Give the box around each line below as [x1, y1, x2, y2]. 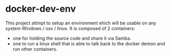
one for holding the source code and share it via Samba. [12, 35, 132, 41]
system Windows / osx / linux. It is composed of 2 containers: [5, 25, 136, 31]
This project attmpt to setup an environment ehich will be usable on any [5, 20, 156, 26]
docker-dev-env [5, 3, 76, 15]
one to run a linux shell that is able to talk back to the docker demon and [12, 40, 165, 46]
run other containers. [12, 46, 57, 52]
